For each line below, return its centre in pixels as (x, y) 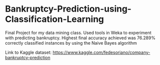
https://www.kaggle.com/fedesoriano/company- (101, 52)
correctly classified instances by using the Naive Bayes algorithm (71, 43)
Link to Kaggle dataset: (28, 52)
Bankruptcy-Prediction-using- (68, 9)
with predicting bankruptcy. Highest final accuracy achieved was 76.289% (80, 38)
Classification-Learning (54, 19)
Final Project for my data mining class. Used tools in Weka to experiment (78, 32)
